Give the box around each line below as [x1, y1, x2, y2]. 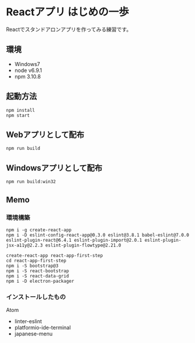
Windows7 [14, 60, 40, 67]
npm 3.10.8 [14, 73, 41, 80]
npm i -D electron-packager [6, 278, 75, 284]
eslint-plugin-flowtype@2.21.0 [45, 242, 121, 248]
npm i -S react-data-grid [6, 273, 69, 279]
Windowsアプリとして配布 [6, 163, 103, 173]
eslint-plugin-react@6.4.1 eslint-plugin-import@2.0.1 [6, 237, 142, 243]
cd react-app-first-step [6, 258, 67, 263]
